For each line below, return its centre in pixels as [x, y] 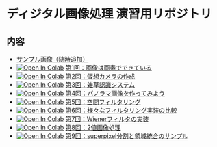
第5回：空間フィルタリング [103, 102]
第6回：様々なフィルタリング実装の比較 [121, 110]
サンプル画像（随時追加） [52, 59]
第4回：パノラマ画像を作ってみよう [115, 93]
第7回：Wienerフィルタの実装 [107, 119]
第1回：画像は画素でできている [108, 68]
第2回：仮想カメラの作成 [100, 76]
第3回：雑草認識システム [100, 85]
